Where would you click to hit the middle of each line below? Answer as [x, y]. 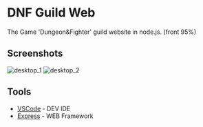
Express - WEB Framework [55, 116]
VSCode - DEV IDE [44, 108]
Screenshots [35, 53]
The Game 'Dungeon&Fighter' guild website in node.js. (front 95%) [102, 32]
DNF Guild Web [51, 13]
